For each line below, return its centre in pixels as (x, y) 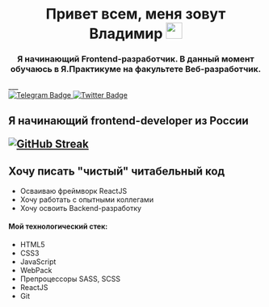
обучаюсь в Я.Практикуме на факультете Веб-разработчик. (136, 69)
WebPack (36, 270)
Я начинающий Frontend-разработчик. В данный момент (136, 59)
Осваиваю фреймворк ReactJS (74, 191)
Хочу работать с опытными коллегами (87, 200)
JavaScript (38, 261)
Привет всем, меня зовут (136, 14)
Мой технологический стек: (58, 226)
